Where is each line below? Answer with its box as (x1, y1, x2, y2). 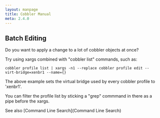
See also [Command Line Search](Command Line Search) (5, 108, 121, 114)
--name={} (46, 70, 67, 75)
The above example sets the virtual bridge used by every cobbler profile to (5, 79, 155, 84)
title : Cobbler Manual (5, 12, 51, 17)
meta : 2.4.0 (5, 16, 29, 21)
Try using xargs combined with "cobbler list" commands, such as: (5, 56, 138, 62)
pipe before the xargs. (5, 98, 50, 104)
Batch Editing (5, 34, 47, 42)
